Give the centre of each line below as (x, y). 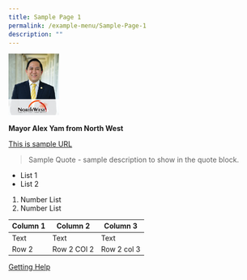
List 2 (29, 184)
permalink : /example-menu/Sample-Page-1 (78, 25)
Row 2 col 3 (121, 249)
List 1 (29, 175)
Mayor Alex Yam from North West (66, 128)
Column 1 (29, 226)
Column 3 (121, 226)
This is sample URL (40, 144)
